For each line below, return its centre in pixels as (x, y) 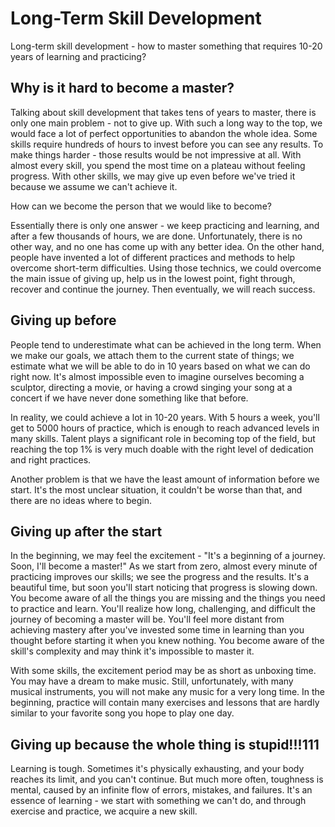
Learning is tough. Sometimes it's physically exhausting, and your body (157, 769)
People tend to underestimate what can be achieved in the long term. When (166, 344)
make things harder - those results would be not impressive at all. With (156, 154)
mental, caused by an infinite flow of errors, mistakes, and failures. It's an (161, 790)
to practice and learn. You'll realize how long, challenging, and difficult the (163, 609)
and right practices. (51, 459)
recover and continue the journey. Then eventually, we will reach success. (163, 289)
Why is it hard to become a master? (122, 88)
